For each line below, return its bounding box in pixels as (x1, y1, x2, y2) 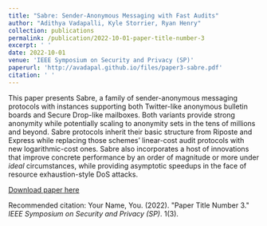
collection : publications (8, 26, 94, 34)
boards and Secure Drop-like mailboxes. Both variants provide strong (8, 109, 235, 120)
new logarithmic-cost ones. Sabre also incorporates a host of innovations (8, 144, 249, 153)
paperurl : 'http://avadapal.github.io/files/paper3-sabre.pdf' (8, 64, 223, 72)
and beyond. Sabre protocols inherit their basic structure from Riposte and (8, 127, 253, 137)
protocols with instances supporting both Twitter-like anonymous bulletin (8, 101, 249, 111)
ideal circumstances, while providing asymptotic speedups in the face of (8, 161, 247, 170)
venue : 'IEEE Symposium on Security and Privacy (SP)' (8, 57, 194, 65)
